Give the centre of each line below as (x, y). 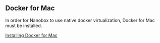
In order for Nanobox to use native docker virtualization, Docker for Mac (80, 20)
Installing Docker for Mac (32, 35)
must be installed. (24, 25)
